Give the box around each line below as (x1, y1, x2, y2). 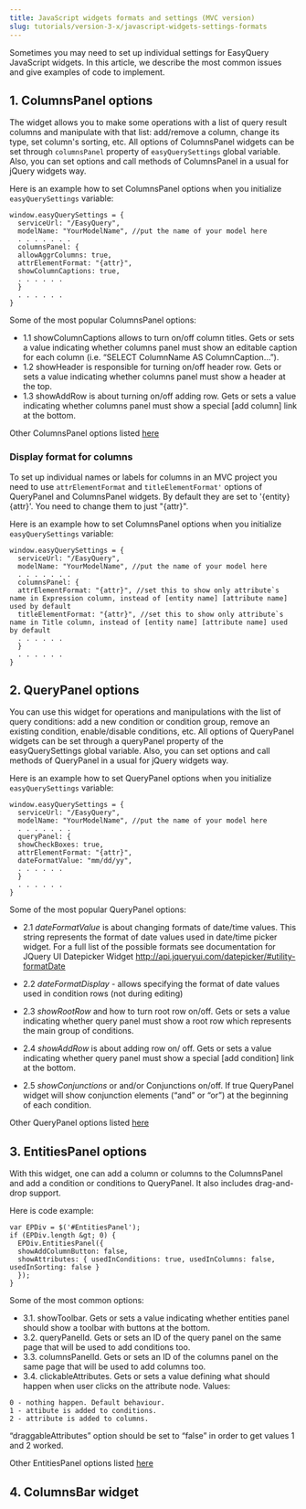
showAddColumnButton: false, (17, 1247, 129, 1257)
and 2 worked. (9, 1440, 64, 1451)
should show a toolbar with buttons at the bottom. (22, 1323, 210, 1334)
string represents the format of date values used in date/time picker (22, 931, 278, 942)
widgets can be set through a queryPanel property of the (9, 736, 224, 747)
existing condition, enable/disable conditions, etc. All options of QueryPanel (9, 726, 295, 737)
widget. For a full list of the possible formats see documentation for (22, 941, 276, 952)
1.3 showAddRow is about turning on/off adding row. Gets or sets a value (22, 390, 297, 402)
